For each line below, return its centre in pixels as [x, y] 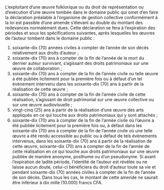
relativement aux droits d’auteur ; [45, 53]
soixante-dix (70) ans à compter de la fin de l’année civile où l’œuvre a [83, 120]
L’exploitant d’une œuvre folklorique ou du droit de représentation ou [74, 7]
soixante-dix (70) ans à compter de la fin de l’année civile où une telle [82, 131]
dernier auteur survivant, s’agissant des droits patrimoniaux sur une [80, 63]
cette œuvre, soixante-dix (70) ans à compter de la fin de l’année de [81, 146]
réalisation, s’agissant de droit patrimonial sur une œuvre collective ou [83, 99]
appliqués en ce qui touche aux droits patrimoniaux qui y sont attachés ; [85, 115]
